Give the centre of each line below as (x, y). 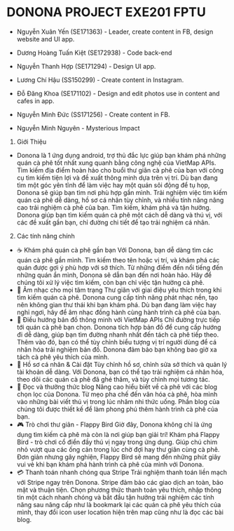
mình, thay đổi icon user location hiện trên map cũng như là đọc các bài (120, 512)
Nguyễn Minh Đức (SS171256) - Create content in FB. (94, 114)
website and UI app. (46, 39)
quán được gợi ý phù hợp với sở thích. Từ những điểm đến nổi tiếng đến (120, 267)
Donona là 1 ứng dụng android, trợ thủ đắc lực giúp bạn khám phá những (121, 155)
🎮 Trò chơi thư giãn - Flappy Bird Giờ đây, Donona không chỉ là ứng (115, 424)
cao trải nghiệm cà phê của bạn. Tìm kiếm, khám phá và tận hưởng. (114, 207)
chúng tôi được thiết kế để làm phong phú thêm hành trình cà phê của (117, 409)
